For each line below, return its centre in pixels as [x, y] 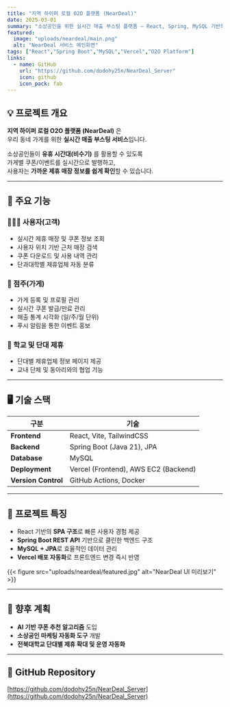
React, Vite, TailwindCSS [109, 436]
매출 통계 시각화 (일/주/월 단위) [58, 317]
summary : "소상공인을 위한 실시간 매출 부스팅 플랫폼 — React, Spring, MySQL [107, 26]
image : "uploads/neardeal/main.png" [65, 39]
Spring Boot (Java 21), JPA [113, 447]
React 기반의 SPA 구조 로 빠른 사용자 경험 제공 [78, 531]
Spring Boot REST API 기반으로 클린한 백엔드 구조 [85, 540]
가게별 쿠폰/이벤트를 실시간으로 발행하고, [61, 162]
